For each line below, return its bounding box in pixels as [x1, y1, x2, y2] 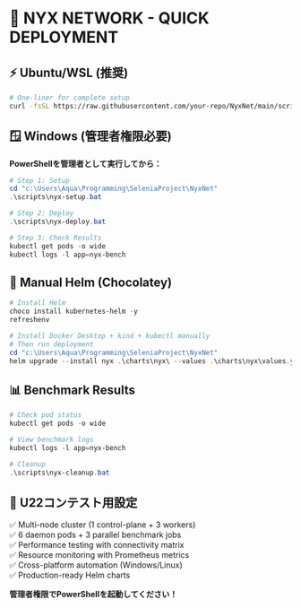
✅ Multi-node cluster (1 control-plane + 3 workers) [9, 519, 196, 530]
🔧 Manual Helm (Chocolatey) [9, 274, 173, 290]
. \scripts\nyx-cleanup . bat [9, 468, 110, 477]
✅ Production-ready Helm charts [9, 569, 131, 581]
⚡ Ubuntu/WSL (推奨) [9, 65, 128, 80]
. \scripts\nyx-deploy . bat [9, 217, 106, 227]
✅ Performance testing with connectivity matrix [9, 540, 185, 551]
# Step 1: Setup [9, 176, 70, 185]
